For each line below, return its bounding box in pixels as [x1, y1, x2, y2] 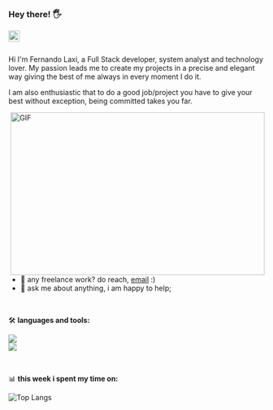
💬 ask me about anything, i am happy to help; [19, 283, 172, 293]
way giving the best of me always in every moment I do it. [8, 72, 201, 81]
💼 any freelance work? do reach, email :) [19, 275, 156, 285]
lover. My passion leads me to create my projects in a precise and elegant [8, 63, 255, 73]
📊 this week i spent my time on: [8, 374, 119, 384]
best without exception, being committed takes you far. [8, 96, 193, 106]
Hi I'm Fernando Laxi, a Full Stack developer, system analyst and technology [8, 55, 264, 64]
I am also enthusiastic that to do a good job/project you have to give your [8, 88, 253, 98]
